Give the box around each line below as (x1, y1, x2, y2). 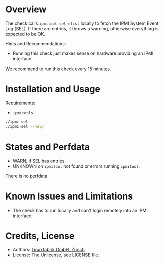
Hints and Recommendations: (5, 40, 66, 46)
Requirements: (5, 100, 35, 106)
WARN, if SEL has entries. (12, 158, 66, 164)
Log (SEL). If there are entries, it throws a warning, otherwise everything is (5, 25, 159, 31)
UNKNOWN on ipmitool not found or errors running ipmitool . (12, 163, 140, 169)
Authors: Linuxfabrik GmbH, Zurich (12, 247, 85, 253)
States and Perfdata (5, 141, 90, 152)
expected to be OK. (5, 31, 45, 37)
